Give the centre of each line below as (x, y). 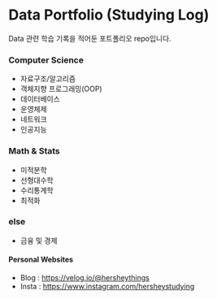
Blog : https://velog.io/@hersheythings (85, 278)
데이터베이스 (40, 99)
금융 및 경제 (39, 240)
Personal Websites (41, 260)
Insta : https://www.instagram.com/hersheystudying (107, 287)
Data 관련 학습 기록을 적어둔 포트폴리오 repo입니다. (90, 38)
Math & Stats (35, 151)
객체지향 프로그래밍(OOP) (61, 89)
